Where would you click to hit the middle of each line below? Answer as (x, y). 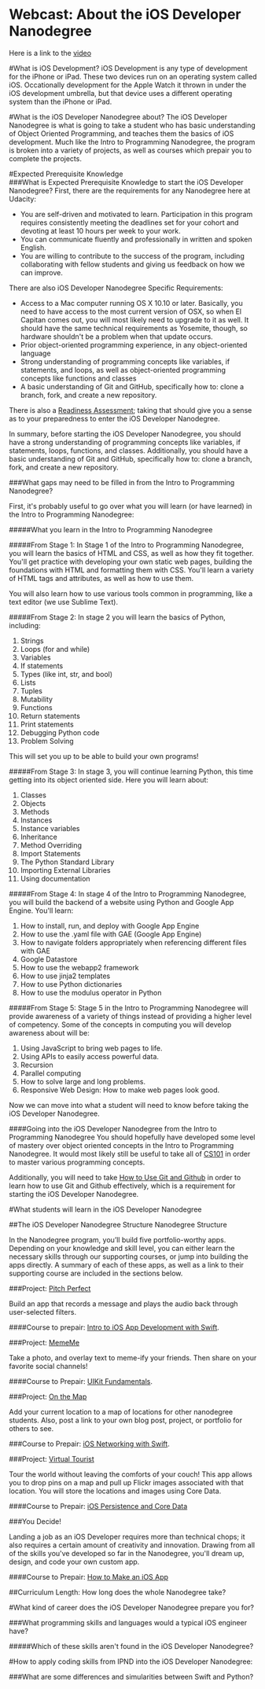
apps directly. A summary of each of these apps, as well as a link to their (127, 1264)
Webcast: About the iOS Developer (125, 15)
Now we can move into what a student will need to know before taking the (129, 1105)
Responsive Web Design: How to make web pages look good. (120, 1090)
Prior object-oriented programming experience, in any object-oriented (134, 344)
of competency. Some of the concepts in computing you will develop (120, 1025)
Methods (35, 811)
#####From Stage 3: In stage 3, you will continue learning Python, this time (131, 771)
